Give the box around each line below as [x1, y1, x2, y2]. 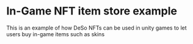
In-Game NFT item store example [6, 4, 177, 18]
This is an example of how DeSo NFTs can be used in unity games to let [6, 24, 188, 31]
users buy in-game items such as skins [6, 30, 105, 37]
